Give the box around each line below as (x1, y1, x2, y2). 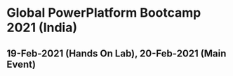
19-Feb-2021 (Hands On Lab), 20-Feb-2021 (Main (6, 47, 227, 59)
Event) (6, 58, 36, 70)
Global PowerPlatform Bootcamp (6, 5, 201, 21)
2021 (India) (6, 20, 78, 36)
